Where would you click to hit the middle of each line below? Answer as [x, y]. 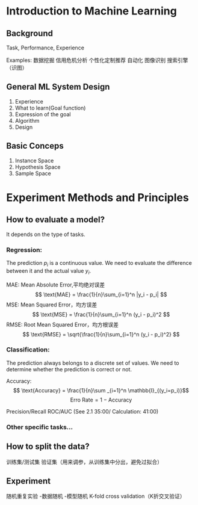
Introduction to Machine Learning [92, 11]
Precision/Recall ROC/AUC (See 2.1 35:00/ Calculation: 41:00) [82, 411]
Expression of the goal [43, 114]
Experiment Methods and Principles [98, 197]
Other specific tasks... [40, 427]
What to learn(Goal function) [50, 108]
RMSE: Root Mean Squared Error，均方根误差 [63, 324]
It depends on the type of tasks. [46, 234]
